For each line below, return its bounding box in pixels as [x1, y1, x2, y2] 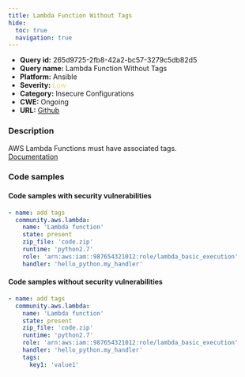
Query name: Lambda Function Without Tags [19, 64, 168, 74]
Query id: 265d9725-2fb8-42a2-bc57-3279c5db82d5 [19, 55, 198, 65]
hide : [8, 19, 26, 27]
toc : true [15, 26, 47, 34]
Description [8, 126, 55, 137]
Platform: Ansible [19, 72, 77, 81]
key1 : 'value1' [28, 360, 80, 368]
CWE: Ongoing [19, 97, 70, 107]
